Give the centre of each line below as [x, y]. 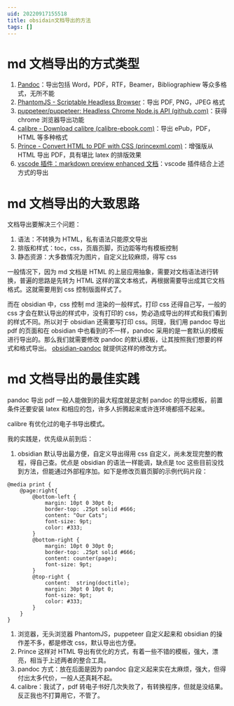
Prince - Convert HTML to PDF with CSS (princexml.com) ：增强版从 [115, 146]
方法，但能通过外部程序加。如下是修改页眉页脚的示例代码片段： [116, 471]
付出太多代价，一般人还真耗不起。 [67, 678]
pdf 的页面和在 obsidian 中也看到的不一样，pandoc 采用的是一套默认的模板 [116, 330]
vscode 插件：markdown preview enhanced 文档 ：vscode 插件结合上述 [121, 164]
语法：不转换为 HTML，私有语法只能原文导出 [82, 239]
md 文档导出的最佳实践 [74, 379]
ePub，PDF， [194, 129]
